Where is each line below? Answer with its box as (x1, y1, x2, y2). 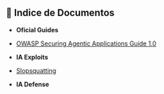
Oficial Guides (15, 25, 59, 34)
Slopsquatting (15, 66, 57, 74)
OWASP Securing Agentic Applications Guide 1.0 (15, 39, 157, 48)
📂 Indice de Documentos (6, 7, 115, 19)
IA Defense (15, 80, 50, 88)
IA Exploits (15, 53, 48, 61)
